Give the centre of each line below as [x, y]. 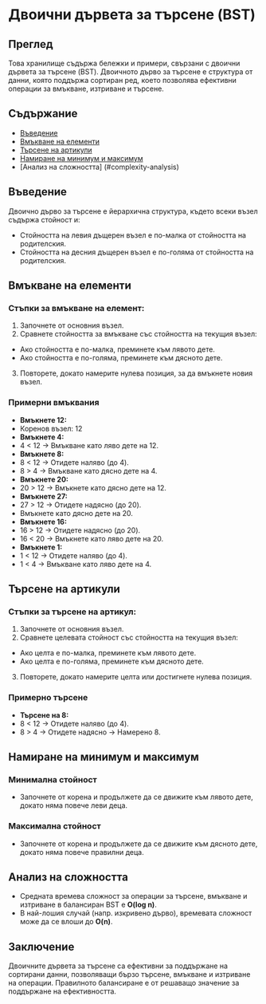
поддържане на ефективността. [63, 991]
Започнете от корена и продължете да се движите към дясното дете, [139, 844]
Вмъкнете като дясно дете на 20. [76, 513]
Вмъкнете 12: [43, 419]
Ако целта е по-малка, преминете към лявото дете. [108, 653]
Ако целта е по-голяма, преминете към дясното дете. [112, 661]
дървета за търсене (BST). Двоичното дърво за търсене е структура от [131, 72]
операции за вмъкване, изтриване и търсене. [86, 89]
